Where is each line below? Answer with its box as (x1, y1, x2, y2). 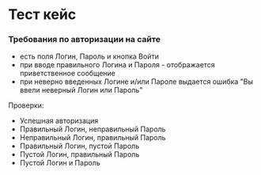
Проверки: (8, 101, 44, 110)
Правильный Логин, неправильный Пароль (19, 124, 166, 134)
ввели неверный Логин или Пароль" (19, 86, 143, 95)
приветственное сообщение (19, 69, 116, 78)
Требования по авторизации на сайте (8, 34, 161, 45)
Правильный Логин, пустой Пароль (19, 141, 140, 151)
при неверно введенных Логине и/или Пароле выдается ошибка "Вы (19, 77, 254, 86)
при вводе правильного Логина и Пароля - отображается (19, 60, 215, 70)
